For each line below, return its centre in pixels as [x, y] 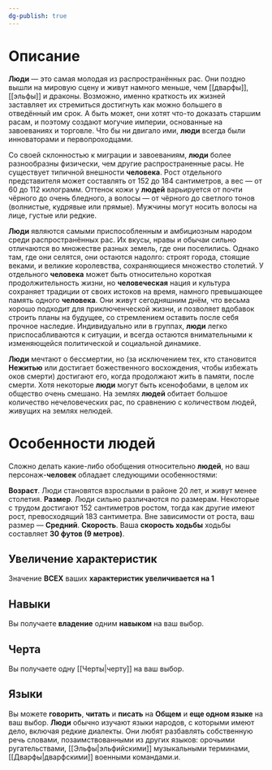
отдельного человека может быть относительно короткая [110, 274]
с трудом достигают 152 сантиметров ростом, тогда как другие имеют [132, 508]
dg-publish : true [38, 16]
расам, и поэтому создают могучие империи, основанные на [116, 122]
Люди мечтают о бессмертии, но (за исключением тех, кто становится [133, 359]
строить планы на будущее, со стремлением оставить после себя [124, 317]
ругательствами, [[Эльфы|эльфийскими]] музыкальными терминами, [129, 748]
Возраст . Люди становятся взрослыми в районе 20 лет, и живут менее [133, 490]
